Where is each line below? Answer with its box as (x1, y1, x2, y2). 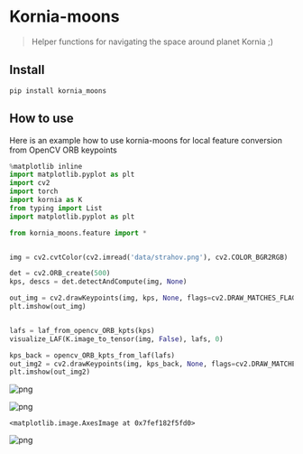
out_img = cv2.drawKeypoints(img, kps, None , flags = (9, 293, 212, 303)
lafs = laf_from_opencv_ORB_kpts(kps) (9, 326, 155, 335)
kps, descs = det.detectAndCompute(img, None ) (9, 277, 188, 286)
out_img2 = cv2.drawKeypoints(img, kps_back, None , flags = (9, 359, 236, 368)
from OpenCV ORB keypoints (9, 144, 117, 155)
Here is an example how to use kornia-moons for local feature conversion (9, 134, 282, 145)
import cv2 (9, 179, 50, 188)
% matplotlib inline (9, 162, 83, 171)
